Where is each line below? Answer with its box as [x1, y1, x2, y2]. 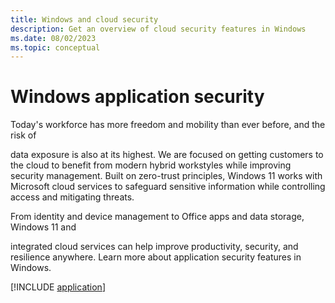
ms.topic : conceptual [10, 42, 101, 53]
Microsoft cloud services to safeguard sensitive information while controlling [10, 181, 326, 193]
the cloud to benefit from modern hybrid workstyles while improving [10, 159, 292, 171]
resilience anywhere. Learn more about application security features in [10, 251, 302, 263]
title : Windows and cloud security [10, 14, 159, 25]
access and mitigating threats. [10, 191, 135, 203]
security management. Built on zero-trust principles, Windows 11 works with [10, 170, 323, 182]
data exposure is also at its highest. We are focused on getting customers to [10, 149, 324, 161]
